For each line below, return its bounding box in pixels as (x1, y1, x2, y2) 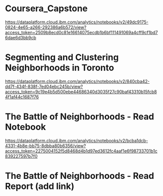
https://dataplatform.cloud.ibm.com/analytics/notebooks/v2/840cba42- (5, 78, 150, 84)
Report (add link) (5, 181, 75, 192)
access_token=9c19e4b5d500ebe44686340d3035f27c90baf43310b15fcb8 (5, 88, 157, 94)
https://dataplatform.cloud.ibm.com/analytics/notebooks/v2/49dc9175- (5, 19, 149, 25)
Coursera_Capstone (5, 3, 88, 14)
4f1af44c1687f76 (5, 94, 39, 100)
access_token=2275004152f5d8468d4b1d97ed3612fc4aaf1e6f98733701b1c (5, 148, 158, 154)
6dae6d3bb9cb (5, 35, 37, 41)
